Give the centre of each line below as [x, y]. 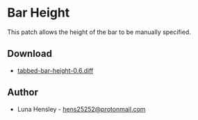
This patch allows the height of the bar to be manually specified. [99, 32]
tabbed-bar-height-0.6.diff [55, 70]
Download [30, 54]
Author [23, 93]
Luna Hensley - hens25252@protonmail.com [81, 109]
